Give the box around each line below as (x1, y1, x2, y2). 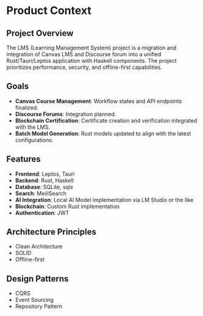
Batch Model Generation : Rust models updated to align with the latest (15, 129, 191, 137)
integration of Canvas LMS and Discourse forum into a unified (6, 51, 162, 58)
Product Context (6, 4, 91, 18)
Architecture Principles (6, 227, 96, 237)
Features (6, 154, 41, 165)
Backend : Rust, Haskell (15, 176, 74, 184)
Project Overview (6, 28, 74, 38)
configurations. (15, 136, 54, 143)
